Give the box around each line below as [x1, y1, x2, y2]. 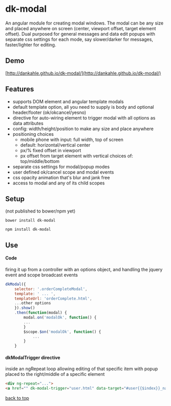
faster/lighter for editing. [5, 41, 56, 47]
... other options [14, 301, 51, 306]
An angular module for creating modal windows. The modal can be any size [5, 20, 164, 26]
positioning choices [12, 131, 54, 137]
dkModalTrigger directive [5, 354, 61, 361]
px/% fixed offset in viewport [20, 147, 81, 153]
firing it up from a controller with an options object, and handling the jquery [5, 266, 163, 272]
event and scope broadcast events [5, 272, 78, 278]
